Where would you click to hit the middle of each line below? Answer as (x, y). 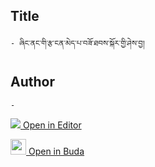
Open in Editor (52, 125)
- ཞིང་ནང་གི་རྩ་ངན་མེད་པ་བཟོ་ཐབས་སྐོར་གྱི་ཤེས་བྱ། (77, 43)
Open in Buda (56, 151)
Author (32, 82)
